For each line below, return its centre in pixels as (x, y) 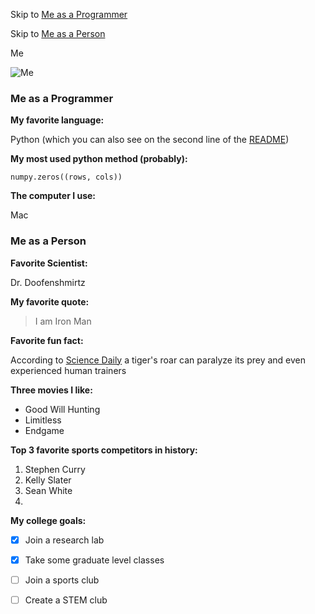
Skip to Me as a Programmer (69, 14)
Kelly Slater (48, 480)
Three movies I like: (51, 390)
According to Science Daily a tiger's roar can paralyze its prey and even (158, 360)
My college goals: (48, 520)
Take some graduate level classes (94, 560)
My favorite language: (57, 120)
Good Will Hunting (62, 409)
